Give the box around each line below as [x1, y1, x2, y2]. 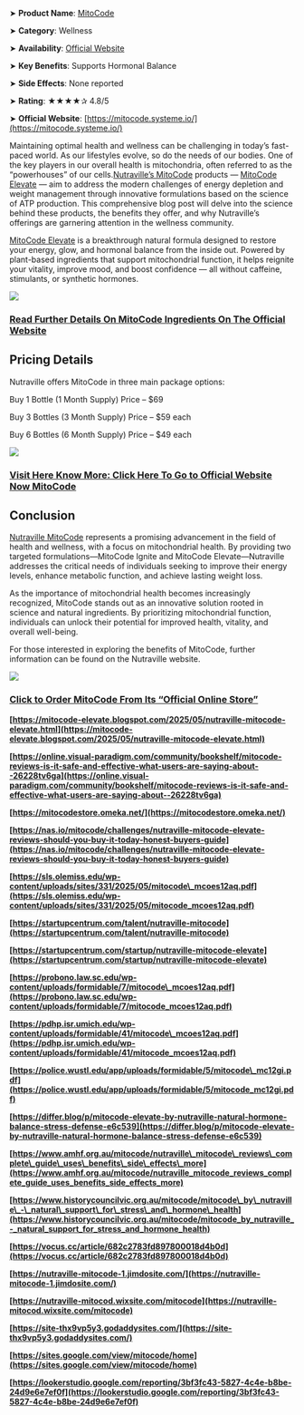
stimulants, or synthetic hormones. [9, 274, 138, 284]
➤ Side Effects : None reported [9, 78, 124, 89]
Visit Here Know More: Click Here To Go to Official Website [9, 469, 273, 481]
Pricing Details [9, 353, 94, 368]
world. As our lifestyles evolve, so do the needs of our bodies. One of [34, 150, 294, 160]
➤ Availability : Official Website [9, 43, 125, 53]
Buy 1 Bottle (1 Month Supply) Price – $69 [9, 393, 164, 404]
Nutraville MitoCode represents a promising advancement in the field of [9, 532, 276, 543]
